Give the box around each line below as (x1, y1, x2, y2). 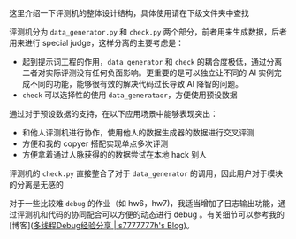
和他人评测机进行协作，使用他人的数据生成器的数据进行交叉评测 (21, 127, 254, 137)
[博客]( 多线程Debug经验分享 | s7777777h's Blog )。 (9, 220, 194, 230)
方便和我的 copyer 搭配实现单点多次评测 (21, 138, 169, 149)
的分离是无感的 (9, 180, 64, 189)
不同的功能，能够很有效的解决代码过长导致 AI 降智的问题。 (29, 79, 244, 89)
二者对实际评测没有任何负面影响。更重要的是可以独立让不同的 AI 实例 (21, 67, 275, 78)
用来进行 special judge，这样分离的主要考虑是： (9, 38, 184, 48)
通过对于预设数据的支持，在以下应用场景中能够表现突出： (9, 109, 218, 119)
